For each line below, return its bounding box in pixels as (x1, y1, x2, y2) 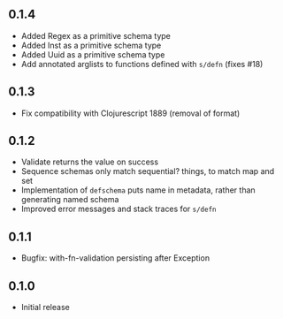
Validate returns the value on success (20, 156, 159, 167)
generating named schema (20, 194, 119, 205)
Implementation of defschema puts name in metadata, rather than (20, 185, 256, 195)
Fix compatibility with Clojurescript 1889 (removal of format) (20, 108, 241, 118)
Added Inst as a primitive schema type (20, 40, 162, 50)
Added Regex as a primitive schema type (20, 30, 172, 41)
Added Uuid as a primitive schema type (20, 49, 165, 60)
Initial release (20, 302, 70, 313)
